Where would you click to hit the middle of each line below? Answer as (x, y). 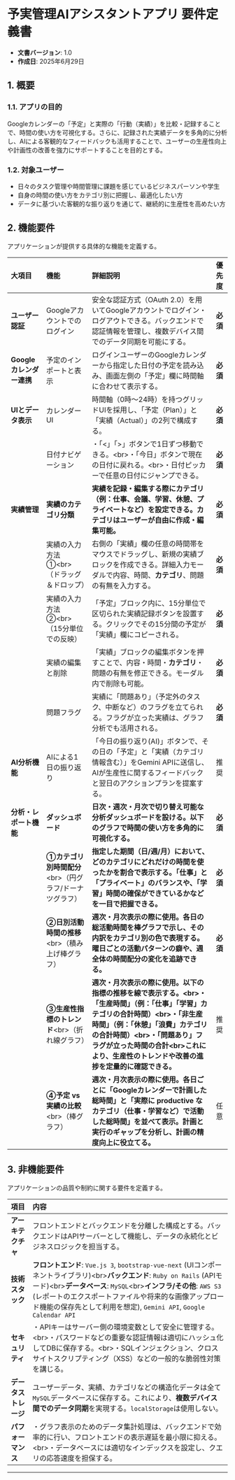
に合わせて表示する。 (127, 386)
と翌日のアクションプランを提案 (144, 783)
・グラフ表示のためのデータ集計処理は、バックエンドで (123, 1426)
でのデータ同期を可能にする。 (141, 341)
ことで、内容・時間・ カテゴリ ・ (151, 662)
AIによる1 (62, 757)
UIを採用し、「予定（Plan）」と (148, 410)
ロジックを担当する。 (88, 1246)
